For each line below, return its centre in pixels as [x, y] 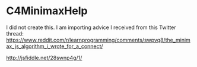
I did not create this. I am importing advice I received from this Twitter [91, 27]
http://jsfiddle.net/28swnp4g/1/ [44, 58]
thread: [15, 33]
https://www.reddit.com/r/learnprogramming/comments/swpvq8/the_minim [99, 40]
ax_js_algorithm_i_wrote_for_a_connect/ [55, 46]
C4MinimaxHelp [47, 11]
